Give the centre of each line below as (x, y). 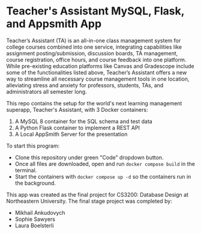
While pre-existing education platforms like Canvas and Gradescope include (100, 66)
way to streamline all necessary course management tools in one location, (98, 79)
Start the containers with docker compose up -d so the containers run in (103, 176)
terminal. (26, 170)
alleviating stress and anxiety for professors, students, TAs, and (85, 85)
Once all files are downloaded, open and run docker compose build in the (105, 164)
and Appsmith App (54, 24)
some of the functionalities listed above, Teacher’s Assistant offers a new (97, 72)
